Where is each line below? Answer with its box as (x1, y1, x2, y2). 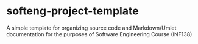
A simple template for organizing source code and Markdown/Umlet (6, 24, 177, 31)
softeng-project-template (6, 4, 139, 18)
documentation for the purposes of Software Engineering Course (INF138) (6, 30, 193, 37)
